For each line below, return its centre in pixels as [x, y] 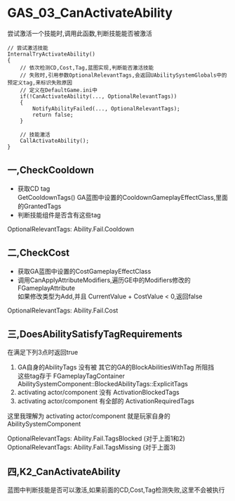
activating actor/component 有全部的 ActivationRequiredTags [106, 401]
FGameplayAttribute [46, 288]
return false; [53, 115]
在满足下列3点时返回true [43, 353]
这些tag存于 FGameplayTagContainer [71, 376]
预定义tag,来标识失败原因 [40, 82]
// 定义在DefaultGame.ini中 [59, 90]
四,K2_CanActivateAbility [64, 472]
